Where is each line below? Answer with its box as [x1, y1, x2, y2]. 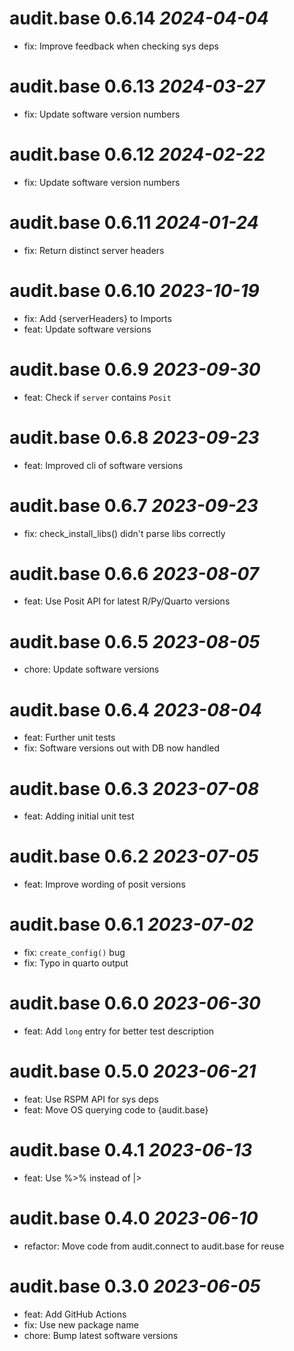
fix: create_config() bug [23, 947, 126, 959]
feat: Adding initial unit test [23, 810, 135, 822]
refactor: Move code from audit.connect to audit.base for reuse [23, 1240, 285, 1252]
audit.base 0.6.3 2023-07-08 [9, 777, 260, 800]
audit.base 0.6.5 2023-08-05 [9, 630, 261, 653]
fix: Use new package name [23, 1318, 139, 1331]
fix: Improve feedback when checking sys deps [23, 40, 219, 52]
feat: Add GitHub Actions [23, 1308, 127, 1320]
